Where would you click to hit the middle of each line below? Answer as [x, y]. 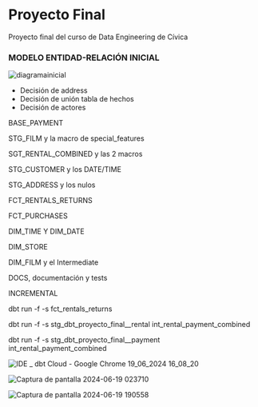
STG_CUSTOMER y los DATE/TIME [65, 170]
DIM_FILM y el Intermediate [54, 262]
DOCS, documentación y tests [58, 278]
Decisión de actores [53, 108]
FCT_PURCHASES [38, 216]
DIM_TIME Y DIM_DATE [47, 231]
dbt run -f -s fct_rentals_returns [60, 309]
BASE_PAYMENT [36, 123]
